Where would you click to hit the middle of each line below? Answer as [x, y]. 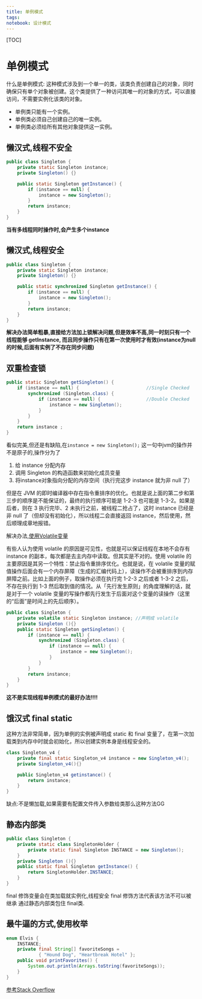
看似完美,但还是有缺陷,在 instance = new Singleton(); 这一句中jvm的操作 [97, 445]
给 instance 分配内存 [40, 465]
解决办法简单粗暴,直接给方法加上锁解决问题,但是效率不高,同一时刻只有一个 [99, 332]
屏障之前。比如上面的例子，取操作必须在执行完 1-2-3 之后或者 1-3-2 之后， [99, 579]
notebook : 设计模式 [29, 23]
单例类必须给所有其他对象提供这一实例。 [65, 127]
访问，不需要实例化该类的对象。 [46, 99]
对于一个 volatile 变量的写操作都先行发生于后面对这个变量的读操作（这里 [101, 594]
